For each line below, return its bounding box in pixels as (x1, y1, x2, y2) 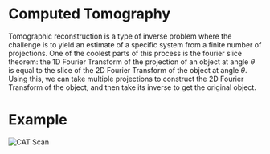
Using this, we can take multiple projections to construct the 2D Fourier (8, 74, 244, 83)
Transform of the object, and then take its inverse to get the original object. (8, 82, 257, 92)
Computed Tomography (8, 5, 171, 23)
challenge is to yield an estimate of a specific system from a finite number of (8, 39, 262, 49)
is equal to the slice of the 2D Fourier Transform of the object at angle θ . (8, 65, 247, 75)
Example (8, 111, 67, 129)
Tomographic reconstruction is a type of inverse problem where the (8, 31, 232, 41)
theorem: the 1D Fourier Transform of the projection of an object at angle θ (8, 57, 256, 67)
